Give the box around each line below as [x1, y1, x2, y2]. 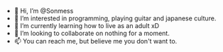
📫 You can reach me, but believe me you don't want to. [13, 37, 178, 45]
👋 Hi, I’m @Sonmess [13, 7, 74, 15]
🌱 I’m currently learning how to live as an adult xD [13, 22, 160, 30]
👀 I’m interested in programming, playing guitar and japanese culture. [13, 14, 217, 22]
